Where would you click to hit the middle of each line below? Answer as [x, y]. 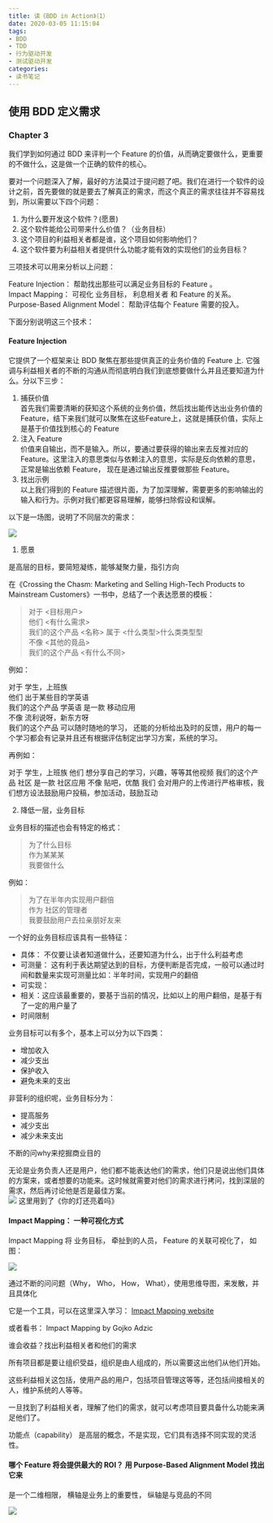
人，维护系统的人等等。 [48, 1390]
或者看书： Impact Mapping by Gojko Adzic [81, 1328]
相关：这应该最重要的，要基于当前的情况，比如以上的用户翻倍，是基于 [138, 995]
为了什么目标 [50, 844]
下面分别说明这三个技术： [51, 322]
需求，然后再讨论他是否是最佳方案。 [69, 1190]
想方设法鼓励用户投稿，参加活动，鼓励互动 [87, 792]
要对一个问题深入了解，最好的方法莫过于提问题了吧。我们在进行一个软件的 [133, 182]
